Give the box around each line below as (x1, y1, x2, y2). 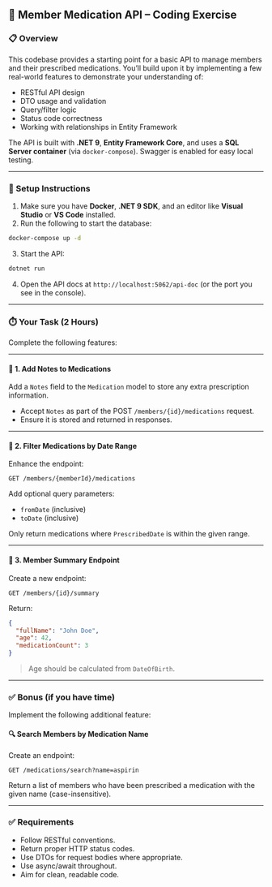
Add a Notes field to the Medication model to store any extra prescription (8, 382, 249, 392)
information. (8, 390, 49, 400)
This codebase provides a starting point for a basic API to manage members (8, 54, 262, 64)
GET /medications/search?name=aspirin (8, 766, 139, 774)
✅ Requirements (8, 816, 74, 828)
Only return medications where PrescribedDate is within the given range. (8, 529, 250, 539)
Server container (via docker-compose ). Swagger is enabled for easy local (8, 146, 253, 156)
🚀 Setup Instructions (8, 183, 91, 194)
